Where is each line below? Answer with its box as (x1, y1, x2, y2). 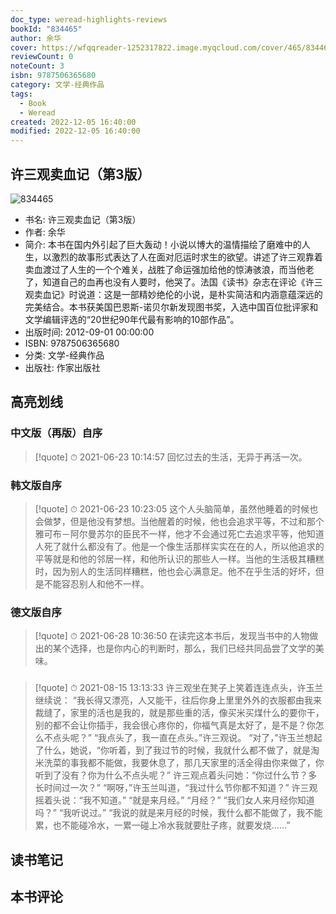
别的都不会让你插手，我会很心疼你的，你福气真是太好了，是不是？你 (34, 719, 316, 731)
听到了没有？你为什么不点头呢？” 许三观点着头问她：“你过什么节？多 (34, 769, 318, 781)
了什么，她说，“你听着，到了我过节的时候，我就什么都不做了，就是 (34, 744, 311, 756)
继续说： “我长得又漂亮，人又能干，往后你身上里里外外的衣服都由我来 (34, 694, 322, 706)
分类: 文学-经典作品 (24, 349, 105, 361)
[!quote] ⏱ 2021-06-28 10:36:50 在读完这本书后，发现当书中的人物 (34, 630, 310, 642)
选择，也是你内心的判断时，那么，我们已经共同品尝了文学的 (69, 642, 316, 655)
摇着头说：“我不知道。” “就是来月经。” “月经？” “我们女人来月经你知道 (34, 794, 315, 806)
